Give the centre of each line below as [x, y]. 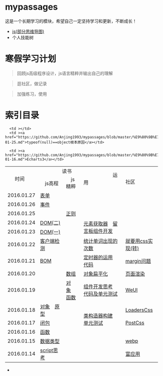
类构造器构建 [98, 316]
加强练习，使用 [32, 94]
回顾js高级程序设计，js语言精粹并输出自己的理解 [65, 73]
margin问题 [138, 261]
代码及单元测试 [100, 294]
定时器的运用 [98, 257]
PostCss [135, 323]
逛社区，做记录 [32, 84]
